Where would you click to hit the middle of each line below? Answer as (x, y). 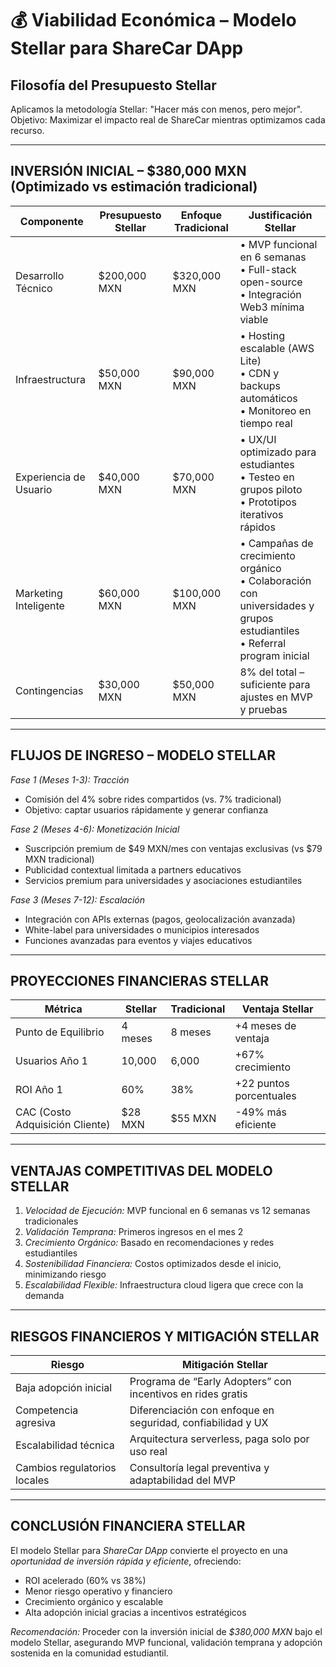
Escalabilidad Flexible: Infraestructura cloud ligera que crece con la (164, 1285)
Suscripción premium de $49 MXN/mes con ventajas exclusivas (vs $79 (173, 848)
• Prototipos (268, 502)
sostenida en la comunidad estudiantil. (89, 1653)
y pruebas (263, 709)
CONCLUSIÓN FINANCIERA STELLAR (128, 1526)
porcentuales (265, 1096)
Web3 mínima (272, 307)
